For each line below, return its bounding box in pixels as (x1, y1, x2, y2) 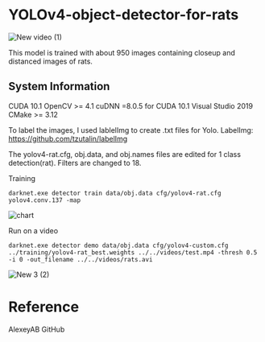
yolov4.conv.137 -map (8, 196, 81, 204)
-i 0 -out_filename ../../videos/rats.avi (8, 255, 153, 263)
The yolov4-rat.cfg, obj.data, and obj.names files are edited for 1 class (8, 149, 242, 159)
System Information (8, 80, 110, 93)
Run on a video (8, 225, 59, 235)
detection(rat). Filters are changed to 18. (8, 158, 142, 167)
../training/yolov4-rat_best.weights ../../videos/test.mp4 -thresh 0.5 (8, 248, 258, 257)
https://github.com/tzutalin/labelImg (8, 134, 128, 143)
